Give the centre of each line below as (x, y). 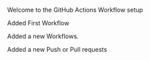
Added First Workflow (38, 23)
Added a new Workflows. (43, 36)
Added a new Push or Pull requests (57, 49)
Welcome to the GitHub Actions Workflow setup (75, 10)
